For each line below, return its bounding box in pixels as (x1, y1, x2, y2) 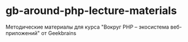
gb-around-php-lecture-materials (5, 4, 177, 17)
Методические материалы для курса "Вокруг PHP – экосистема (5, 23, 170, 30)
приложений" (5, 29, 40, 36)
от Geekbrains (40, 29, 77, 36)
